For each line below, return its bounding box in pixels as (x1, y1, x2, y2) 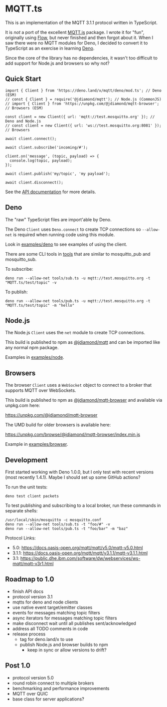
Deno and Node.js (5, 119, 41, 124)
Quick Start (5, 75, 41, 83)
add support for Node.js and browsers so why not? (5, 60, 110, 66)
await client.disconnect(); (5, 180, 64, 185)
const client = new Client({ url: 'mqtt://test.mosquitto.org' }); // (5, 114, 155, 119)
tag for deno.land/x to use (19, 636, 73, 642)
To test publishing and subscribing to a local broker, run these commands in (5, 502, 161, 508)
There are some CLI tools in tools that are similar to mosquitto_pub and (5, 251, 151, 257)
